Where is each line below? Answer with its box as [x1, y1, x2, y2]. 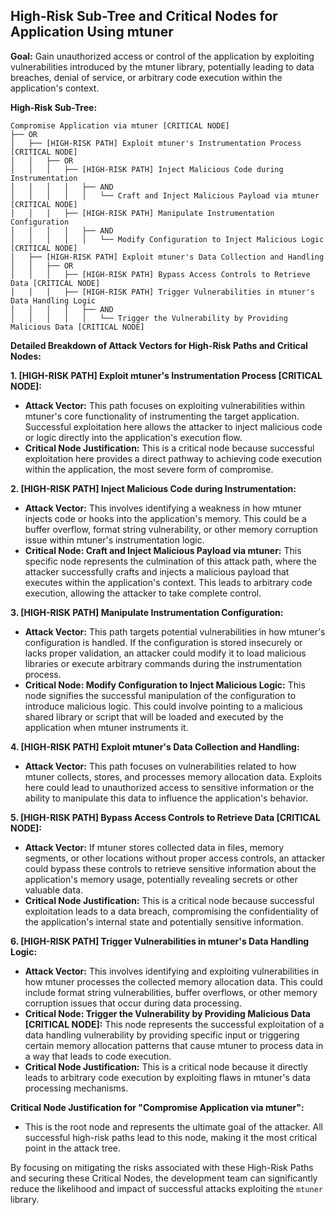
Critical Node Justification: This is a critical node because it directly [24, 1060, 308, 1073]
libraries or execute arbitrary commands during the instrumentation [24, 657, 303, 669]
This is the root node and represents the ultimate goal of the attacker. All [24, 1120, 323, 1133]
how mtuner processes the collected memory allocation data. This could [24, 975, 323, 988]
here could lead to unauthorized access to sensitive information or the [24, 781, 315, 793]
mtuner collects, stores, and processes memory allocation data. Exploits [24, 770, 323, 783]
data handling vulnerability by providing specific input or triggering [24, 1029, 300, 1041]
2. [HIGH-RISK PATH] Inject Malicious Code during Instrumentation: [10, 482, 297, 494]
